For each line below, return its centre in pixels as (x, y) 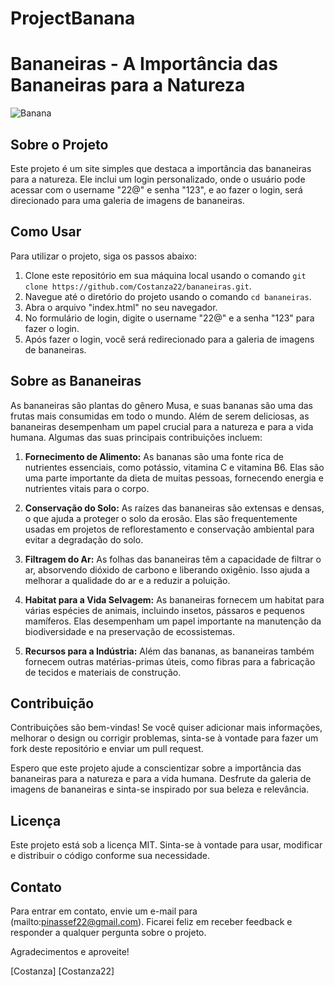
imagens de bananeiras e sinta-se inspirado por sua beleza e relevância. (160, 789)
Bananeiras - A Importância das (144, 64)
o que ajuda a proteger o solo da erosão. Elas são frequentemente (161, 518)
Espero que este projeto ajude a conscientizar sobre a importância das (156, 768)
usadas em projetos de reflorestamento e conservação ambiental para (169, 529)
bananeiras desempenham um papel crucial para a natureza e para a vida (162, 426)
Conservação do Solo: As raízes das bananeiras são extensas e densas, (174, 508)
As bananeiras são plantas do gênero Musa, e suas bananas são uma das (161, 405)
